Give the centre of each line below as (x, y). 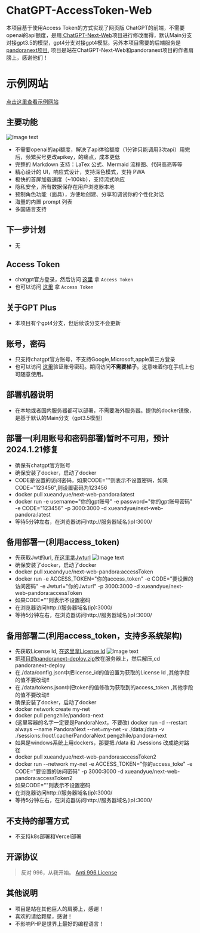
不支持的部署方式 (38, 821)
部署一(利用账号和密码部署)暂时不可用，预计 (87, 439)
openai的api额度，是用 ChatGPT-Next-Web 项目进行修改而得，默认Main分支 (99, 35)
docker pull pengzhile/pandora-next (59, 716)
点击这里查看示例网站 (32, 102)
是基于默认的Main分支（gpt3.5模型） (60, 418)
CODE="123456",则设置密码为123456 (61, 487)
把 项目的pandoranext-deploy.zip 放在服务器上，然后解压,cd (87, 659)
